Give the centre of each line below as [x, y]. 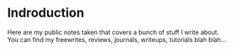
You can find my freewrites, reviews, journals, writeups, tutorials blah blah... [117, 39]
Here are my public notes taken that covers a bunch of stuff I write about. [113, 32]
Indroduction [46, 13]
